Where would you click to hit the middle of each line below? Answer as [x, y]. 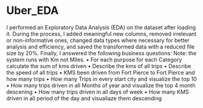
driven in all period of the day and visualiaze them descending [84, 98]
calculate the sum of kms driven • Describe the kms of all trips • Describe [99, 66]
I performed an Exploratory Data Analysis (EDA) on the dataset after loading [101, 27]
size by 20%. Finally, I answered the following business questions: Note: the [101, 53]
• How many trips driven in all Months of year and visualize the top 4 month [101, 85]
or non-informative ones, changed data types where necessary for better [98, 40]
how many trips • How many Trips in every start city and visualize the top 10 [101, 79]
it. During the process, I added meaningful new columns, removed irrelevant [101, 33]
